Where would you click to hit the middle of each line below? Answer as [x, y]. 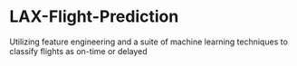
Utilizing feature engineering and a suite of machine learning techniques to [148, 42]
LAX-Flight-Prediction [94, 17]
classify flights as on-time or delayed [78, 51]
